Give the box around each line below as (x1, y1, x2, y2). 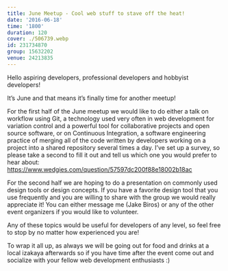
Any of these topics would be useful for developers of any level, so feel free (7, 220, 221, 229)
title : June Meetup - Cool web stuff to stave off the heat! (7, 10, 186, 17)
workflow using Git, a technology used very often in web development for (7, 114, 214, 122)
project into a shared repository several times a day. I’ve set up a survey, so (7, 143, 220, 151)
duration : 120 (7, 29, 48, 36)
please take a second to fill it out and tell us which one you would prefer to (7, 151, 217, 159)
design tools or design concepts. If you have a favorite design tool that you (7, 185, 218, 194)
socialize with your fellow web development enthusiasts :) (7, 256, 170, 264)
